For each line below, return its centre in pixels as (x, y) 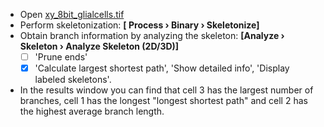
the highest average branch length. (92, 111)
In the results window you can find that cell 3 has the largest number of (166, 90)
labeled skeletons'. (73, 80)
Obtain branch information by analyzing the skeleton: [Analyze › (152, 35)
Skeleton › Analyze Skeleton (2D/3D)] (99, 46)
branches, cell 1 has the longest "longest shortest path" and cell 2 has (163, 101)
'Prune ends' (61, 57)
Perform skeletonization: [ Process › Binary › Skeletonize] (139, 25)
